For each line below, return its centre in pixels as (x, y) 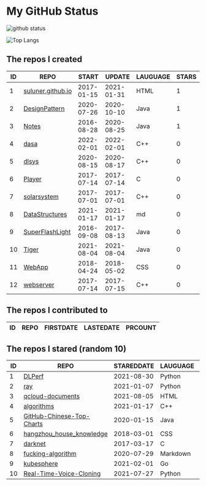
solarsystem (41, 196)
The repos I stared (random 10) (67, 348)
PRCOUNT (141, 327)
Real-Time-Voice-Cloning (62, 474)
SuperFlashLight (47, 232)
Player (32, 179)
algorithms (39, 406)
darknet (35, 444)
